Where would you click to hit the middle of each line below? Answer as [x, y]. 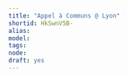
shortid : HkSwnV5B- [41, 23]
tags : [17, 46]
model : [19, 38]
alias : [19, 30]
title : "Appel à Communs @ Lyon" [64, 16]
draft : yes [27, 61]
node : [17, 53]
